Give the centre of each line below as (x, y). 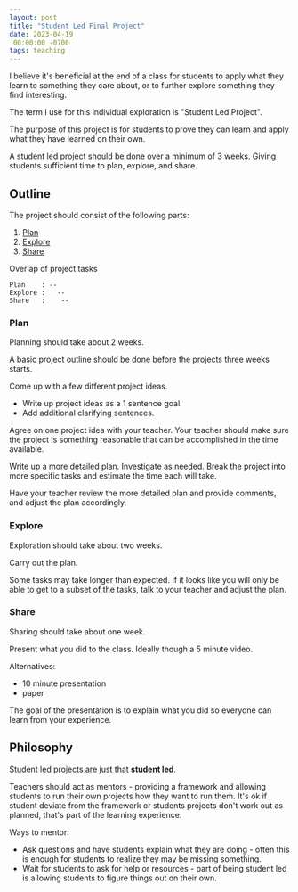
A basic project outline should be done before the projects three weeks (139, 360)
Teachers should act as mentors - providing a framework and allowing (138, 786)
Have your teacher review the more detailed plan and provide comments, (143, 493)
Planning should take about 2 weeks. (77, 342)
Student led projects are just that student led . (93, 769)
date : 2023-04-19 (41, 34)
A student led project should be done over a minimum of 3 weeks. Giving (143, 156)
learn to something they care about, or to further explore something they (142, 86)
